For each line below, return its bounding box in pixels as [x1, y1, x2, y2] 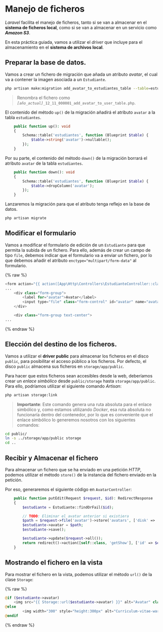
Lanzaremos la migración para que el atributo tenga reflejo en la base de [5, 201, 150, 207]
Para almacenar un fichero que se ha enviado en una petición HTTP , [5, 466, 142, 472]
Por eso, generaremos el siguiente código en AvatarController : [5, 486, 132, 492]
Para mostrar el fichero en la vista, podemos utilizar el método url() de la [5, 571, 152, 577]
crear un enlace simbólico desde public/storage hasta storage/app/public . [5, 378, 156, 384]
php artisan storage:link [5, 393, 57, 397]
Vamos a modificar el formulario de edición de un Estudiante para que [5, 242, 146, 248]
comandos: [16, 422, 40, 428]
